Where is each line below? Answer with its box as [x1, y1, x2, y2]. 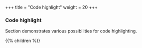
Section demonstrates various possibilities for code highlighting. [5, 28, 137, 34]
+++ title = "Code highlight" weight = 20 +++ [5, 4, 98, 10]
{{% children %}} [5, 37, 41, 44]
